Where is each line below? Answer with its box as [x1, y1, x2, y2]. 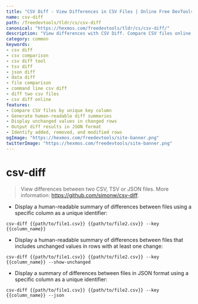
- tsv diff [6, 63, 33, 70]
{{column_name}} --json [6, 292, 65, 298]
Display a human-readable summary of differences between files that [14, 236, 184, 243]
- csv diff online [6, 96, 51, 102]
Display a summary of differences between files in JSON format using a [14, 269, 189, 276]
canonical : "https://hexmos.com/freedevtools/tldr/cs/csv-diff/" [6, 25, 170, 31]
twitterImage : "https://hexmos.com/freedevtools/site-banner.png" [6, 140, 173, 146]
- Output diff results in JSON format [6, 124, 101, 130]
